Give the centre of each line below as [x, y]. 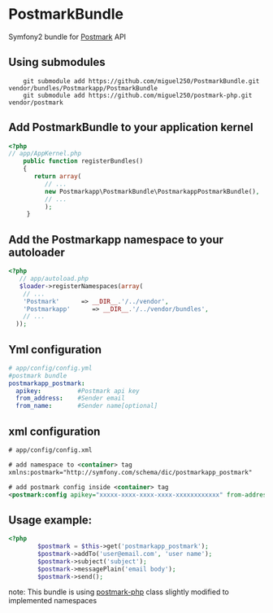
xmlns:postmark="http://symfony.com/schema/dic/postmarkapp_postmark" [130, 472]
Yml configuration [55, 350]
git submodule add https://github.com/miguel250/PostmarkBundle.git [141, 81]
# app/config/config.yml [50, 368]
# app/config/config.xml [50, 450]
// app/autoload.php [54, 278]
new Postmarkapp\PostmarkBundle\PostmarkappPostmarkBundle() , [152, 191]
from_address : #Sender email [71, 398]
